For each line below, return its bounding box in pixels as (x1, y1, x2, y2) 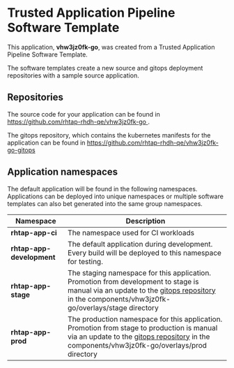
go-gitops (7, 145, 36, 154)
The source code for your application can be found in (7, 110, 160, 118)
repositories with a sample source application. (7, 71, 139, 80)
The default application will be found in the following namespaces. (7, 184, 198, 193)
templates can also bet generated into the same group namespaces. (7, 199, 203, 207)
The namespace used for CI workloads (67, 228, 195, 237)
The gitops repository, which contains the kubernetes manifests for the (7, 131, 211, 139)
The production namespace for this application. (67, 314, 223, 324)
